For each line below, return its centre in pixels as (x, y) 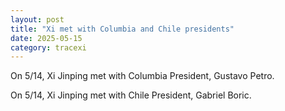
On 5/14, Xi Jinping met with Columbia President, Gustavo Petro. (142, 76)
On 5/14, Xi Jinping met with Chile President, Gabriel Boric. (131, 95)
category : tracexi (48, 47)
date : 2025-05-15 (46, 38)
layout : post (37, 19)
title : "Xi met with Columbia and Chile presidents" (122, 29)
